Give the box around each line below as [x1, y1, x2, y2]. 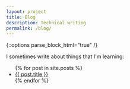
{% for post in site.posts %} [14, 65, 83, 72]
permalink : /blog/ [6, 25, 52, 31]
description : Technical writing [6, 20, 86, 26]
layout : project [6, 8, 46, 15]
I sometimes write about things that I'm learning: [6, 53, 125, 60]
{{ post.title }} [14, 71, 49, 78]
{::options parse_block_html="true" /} [6, 42, 98, 49]
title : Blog [6, 14, 36, 20]
